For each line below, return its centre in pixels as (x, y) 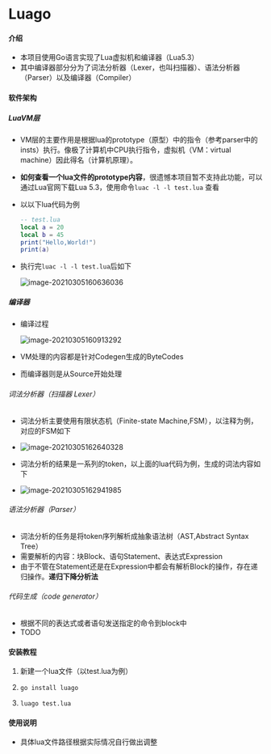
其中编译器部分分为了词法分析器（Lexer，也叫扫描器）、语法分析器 (130, 68)
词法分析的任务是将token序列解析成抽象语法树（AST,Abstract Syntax (134, 536)
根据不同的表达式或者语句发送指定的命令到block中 (103, 623)
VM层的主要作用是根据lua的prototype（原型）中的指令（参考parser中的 (139, 139)
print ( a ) (35, 250)
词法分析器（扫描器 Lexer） (54, 394)
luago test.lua (46, 704)
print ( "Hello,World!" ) (58, 242)
